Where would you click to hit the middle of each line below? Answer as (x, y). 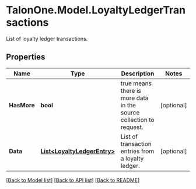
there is (131, 90)
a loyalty (132, 158)
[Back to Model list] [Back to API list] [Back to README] (73, 180)
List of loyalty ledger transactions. (47, 38)
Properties (26, 57)
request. (132, 127)
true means (136, 83)
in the (128, 105)
